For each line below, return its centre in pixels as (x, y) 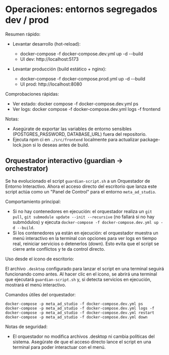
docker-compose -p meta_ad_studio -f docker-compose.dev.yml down (76, 317)
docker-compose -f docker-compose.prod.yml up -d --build (82, 78)
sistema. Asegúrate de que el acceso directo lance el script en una (82, 342)
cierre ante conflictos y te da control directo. (59, 249)
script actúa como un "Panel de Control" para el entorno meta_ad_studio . (81, 191)
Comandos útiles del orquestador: (41, 294)
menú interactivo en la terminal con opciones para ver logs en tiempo (84, 238)
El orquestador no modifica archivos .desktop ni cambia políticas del (83, 336)
